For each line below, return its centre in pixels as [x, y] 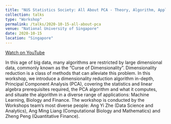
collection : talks [25, 15]
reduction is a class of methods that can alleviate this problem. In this [78, 73]
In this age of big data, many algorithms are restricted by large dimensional [84, 62]
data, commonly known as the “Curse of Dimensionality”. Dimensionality [81, 68]
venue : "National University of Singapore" [52, 29]
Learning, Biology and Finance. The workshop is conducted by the [75, 100]
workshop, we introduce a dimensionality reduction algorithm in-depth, [80, 78]
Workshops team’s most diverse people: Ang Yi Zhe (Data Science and [79, 105]
